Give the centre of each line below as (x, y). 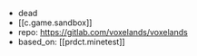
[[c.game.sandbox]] (55, 23)
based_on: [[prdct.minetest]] (71, 42)
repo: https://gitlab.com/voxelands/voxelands (103, 32)
